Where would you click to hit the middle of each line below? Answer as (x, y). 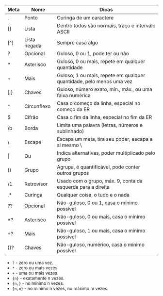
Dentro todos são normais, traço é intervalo (106, 25)
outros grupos (73, 173)
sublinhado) (70, 131)
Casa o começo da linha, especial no (98, 103)
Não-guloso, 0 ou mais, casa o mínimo (101, 217)
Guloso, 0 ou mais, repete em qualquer (101, 61)
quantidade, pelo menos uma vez (94, 81)
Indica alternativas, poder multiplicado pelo (106, 153)
